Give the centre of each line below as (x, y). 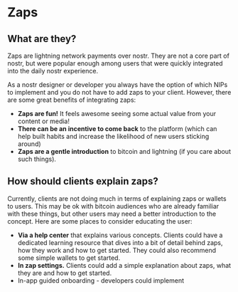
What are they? (42, 39)
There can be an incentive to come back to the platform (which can (117, 129)
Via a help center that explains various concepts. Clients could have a (120, 235)
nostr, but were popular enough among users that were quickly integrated (115, 63)
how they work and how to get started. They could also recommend (117, 250)
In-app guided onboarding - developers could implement (101, 280)
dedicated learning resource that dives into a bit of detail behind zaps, (120, 242)
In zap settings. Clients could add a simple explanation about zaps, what (124, 265)
